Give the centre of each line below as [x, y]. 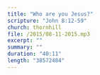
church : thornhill [34, 27]
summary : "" [25, 47]
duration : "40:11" [34, 54]
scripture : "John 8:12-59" [47, 21]
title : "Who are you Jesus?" [50, 14]
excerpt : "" [25, 41]
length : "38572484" [36, 61]
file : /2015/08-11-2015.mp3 [49, 34]
